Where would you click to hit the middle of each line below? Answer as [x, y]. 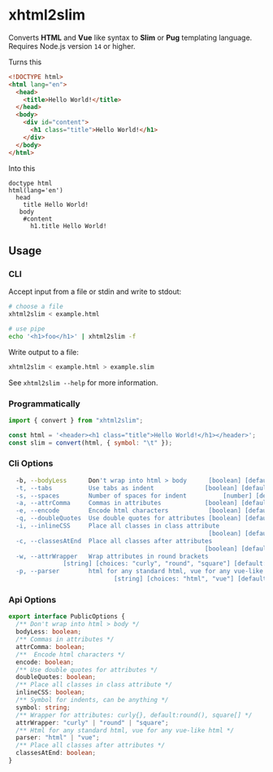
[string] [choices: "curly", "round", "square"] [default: [165, 564]
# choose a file [36, 307]
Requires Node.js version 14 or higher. [72, 46]
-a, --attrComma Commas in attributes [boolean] [127, 503]
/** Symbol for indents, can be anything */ [92, 700]
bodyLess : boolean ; [49, 632]
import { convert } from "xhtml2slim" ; [76, 420]
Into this [22, 168]
